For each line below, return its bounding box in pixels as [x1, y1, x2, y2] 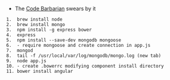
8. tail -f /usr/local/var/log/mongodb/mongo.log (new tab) [6, 53, 162, 59]
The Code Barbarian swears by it [14, 5, 96, 12]
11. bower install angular [6, 68, 73, 74]
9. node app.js [6, 58, 47, 64]
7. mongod [6, 47, 33, 53]
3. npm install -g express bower [6, 27, 92, 33]
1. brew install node [6, 17, 63, 23]
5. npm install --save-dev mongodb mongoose [6, 37, 121, 43]
